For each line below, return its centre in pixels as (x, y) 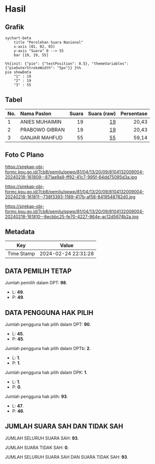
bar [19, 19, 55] (31, 55)
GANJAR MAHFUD (41, 137)
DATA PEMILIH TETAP (38, 271)
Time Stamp (21, 254)
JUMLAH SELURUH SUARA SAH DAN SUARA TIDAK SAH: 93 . (67, 457)
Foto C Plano (24, 155)
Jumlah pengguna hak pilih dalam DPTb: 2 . (48, 349)
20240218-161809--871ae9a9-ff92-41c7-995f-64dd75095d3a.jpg (71, 177)
